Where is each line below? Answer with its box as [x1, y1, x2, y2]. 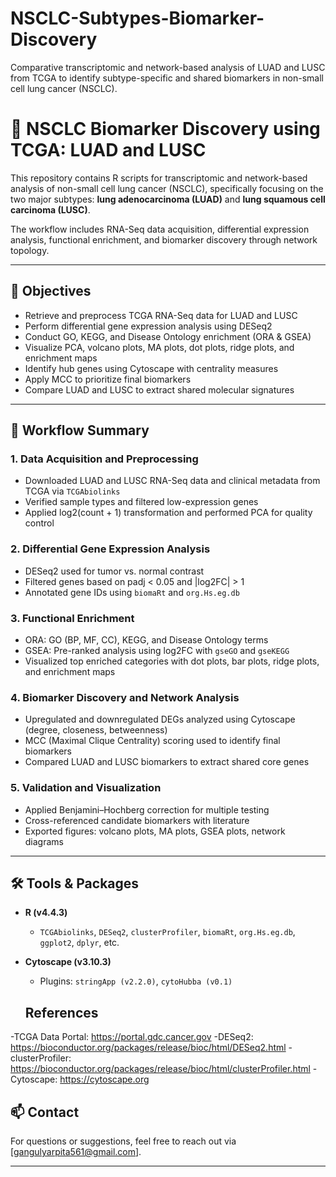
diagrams [24, 835, 64, 847]
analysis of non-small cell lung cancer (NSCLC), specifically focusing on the [10, 182, 324, 194]
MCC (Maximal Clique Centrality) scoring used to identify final [24, 735, 281, 747]
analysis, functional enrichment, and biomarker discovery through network [10, 233, 318, 246]
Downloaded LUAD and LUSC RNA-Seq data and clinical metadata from [24, 475, 321, 487]
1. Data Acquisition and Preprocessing [10, 452, 199, 466]
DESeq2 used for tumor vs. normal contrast [24, 565, 205, 577]
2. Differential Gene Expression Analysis [10, 542, 211, 556]
